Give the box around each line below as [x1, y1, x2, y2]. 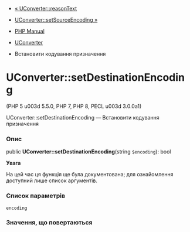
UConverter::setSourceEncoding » [14, 16, 98, 23]
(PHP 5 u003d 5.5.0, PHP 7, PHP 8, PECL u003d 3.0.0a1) [6, 103, 142, 110]
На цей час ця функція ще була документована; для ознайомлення [6, 171, 174, 178]
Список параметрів [6, 192, 66, 200]
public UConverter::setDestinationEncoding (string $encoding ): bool [6, 148, 171, 155]
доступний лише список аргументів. [6, 177, 98, 184]
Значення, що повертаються [6, 219, 93, 227]
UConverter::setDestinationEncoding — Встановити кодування [6, 114, 160, 121]
